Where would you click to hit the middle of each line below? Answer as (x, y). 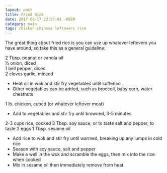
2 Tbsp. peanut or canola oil (34, 58)
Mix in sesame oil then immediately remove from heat (68, 165)
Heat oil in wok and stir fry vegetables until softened (66, 84)
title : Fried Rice (24, 15)
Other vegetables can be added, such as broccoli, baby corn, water (82, 89)
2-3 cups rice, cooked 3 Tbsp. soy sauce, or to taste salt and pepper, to (80, 123)
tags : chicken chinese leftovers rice (46, 29)
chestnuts (23, 94)
